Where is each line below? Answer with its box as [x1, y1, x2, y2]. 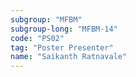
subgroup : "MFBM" [10, 14, 83, 25]
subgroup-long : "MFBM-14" [10, 24, 118, 34]
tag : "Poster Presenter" [10, 42, 114, 53]
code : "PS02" [10, 33, 65, 43]
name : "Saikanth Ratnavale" [10, 52, 128, 62]
